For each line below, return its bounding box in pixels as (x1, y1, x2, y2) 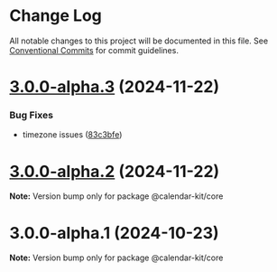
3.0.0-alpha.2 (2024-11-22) (9, 161, 220, 182)
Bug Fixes (9, 109, 54, 122)
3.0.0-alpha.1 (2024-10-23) (9, 222, 219, 243)
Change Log (9, 5, 102, 26)
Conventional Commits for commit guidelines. (9, 44, 179, 55)
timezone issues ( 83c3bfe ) (22, 129, 123, 140)
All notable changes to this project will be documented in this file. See (9, 35, 269, 46)
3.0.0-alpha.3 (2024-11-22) (9, 77, 219, 98)
